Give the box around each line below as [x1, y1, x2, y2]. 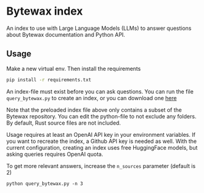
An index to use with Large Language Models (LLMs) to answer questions [6, 24, 192, 32]
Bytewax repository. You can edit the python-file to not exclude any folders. [6, 112, 197, 120]
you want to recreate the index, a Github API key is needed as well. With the [6, 137, 197, 145]
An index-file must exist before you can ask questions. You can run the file [6, 87, 194, 95]
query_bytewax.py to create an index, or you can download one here [6, 94, 177, 101]
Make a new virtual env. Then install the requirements [6, 65, 141, 72]
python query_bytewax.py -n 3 [6, 180, 84, 187]
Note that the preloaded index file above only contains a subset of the [6, 106, 182, 114]
